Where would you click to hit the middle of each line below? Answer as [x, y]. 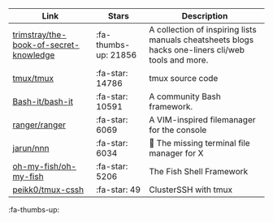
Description [205, 16]
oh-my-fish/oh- [45, 166]
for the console [178, 130]
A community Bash [185, 96]
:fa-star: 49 [118, 190]
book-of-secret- [46, 45]
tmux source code [184, 78]
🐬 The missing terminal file [199, 143]
